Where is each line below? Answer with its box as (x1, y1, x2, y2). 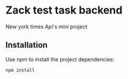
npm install (5, 67, 35, 73)
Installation (5, 40, 48, 50)
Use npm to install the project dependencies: (5, 55, 114, 62)
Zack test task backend (5, 4, 123, 17)
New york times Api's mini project (5, 23, 88, 30)
